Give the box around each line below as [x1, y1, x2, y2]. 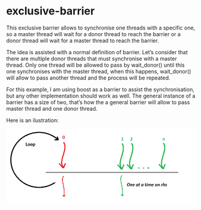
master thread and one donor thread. [6, 105, 98, 112]
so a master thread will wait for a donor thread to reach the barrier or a [6, 30, 181, 37]
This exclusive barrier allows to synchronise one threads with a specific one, [6, 24, 196, 31]
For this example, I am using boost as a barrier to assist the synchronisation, [6, 85, 195, 93]
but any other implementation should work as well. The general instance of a [6, 92, 196, 99]
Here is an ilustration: [6, 116, 59, 124]
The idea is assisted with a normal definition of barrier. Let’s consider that [6, 48, 188, 55]
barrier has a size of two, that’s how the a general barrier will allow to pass [6, 98, 190, 106]
